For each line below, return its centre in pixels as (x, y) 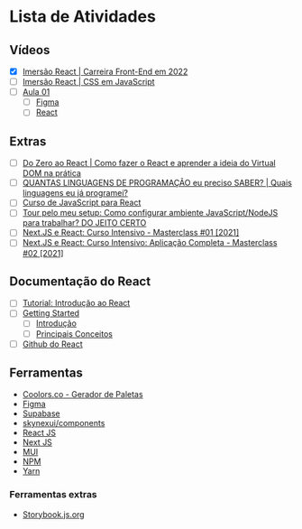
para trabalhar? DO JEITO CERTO (84, 223)
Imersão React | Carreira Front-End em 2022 (105, 71)
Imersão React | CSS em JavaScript (88, 82)
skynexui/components (64, 423)
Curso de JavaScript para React (82, 203)
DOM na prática (51, 173)
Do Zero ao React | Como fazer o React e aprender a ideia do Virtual (149, 163)
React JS (39, 433)
